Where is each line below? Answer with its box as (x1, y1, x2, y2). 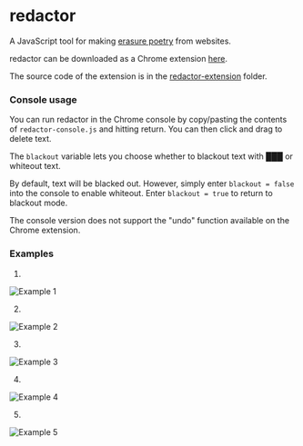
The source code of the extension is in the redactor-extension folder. (9, 70, 268, 82)
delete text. (9, 134, 52, 144)
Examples (9, 247, 55, 260)
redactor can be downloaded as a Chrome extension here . (9, 53, 228, 64)
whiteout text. (9, 161, 61, 172)
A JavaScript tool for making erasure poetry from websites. (9, 35, 232, 46)
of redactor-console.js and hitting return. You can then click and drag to (9, 124, 283, 134)
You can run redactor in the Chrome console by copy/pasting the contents (9, 114, 288, 125)
